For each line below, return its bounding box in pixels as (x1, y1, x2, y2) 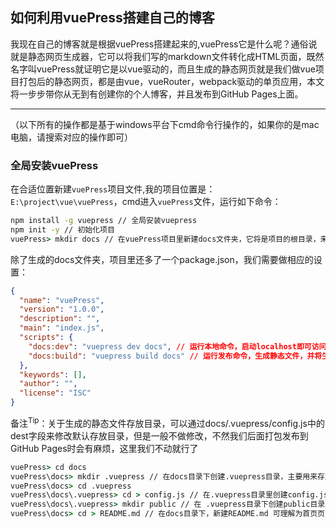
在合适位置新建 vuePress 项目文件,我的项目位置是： (10, 183, 216, 195)
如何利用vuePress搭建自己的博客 (10, 9, 215, 27)
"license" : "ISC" (19, 388, 92, 398)
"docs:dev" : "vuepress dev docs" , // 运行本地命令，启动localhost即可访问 (28, 341, 327, 352)
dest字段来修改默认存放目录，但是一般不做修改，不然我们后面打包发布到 (10, 429, 309, 442)
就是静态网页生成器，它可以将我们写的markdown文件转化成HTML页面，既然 (10, 50, 325, 62)
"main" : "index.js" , (19, 323, 105, 333)
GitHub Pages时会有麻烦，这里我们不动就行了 (10, 442, 199, 454)
